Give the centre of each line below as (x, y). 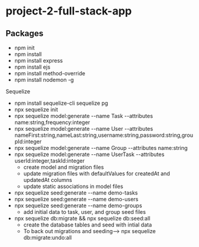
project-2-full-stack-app (69, 11)
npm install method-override (50, 73)
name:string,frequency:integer (52, 122)
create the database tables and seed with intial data (87, 225)
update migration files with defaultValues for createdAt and (96, 174)
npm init (24, 48)
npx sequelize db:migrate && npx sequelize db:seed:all (82, 218)
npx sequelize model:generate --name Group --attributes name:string (101, 148)
